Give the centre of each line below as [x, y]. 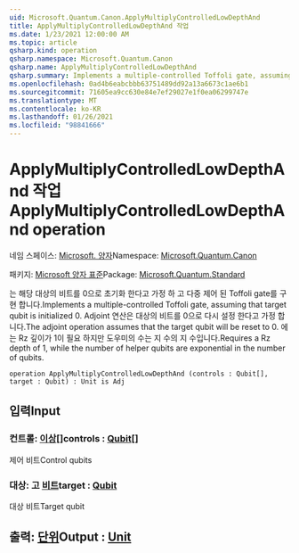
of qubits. [27, 357]
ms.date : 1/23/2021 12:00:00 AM [69, 34]
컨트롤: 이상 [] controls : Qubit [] [74, 439]
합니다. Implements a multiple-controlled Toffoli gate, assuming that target [153, 304]
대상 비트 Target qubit [47, 506]
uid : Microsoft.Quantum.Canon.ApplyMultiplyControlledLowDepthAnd [135, 17]
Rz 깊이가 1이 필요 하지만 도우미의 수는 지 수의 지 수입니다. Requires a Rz [145, 338]
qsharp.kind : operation [53, 51]
